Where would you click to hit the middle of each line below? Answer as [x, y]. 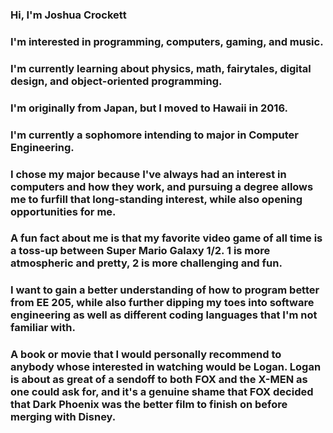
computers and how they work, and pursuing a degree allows [162, 186]
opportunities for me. [63, 211]
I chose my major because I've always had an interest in [148, 174]
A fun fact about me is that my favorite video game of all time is [166, 238]
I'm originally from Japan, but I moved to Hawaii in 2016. [149, 108]
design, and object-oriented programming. [116, 81]
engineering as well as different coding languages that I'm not [164, 315]
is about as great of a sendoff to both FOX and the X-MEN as [159, 380]
